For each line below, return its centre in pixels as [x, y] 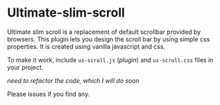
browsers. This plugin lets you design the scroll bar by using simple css [109, 39]
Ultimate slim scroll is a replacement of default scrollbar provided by [104, 32]
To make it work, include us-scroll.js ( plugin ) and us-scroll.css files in [110, 59]
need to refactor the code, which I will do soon [73, 80]
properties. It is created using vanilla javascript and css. [86, 46]
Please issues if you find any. [49, 94]
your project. [25, 67]
